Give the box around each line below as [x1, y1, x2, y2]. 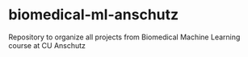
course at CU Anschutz [8, 40, 86, 50]
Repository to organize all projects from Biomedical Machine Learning [8, 32, 241, 42]
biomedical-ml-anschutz [8, 6, 179, 24]
